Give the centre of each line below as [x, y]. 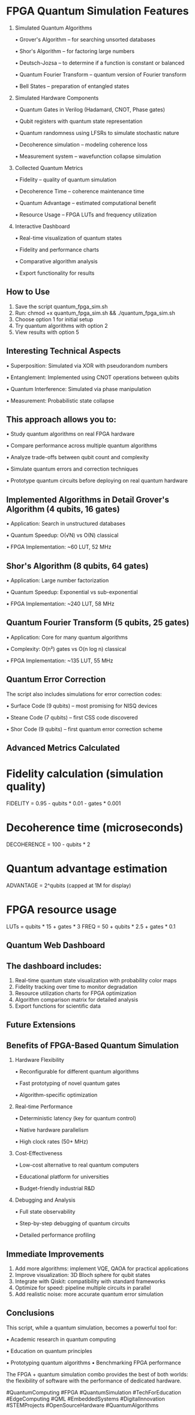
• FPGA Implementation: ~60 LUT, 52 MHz [59, 547]
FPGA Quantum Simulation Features [97, 11]
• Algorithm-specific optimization [56, 1095]
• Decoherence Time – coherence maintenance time [79, 191]
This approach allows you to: [61, 419]
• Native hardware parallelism [52, 1130]
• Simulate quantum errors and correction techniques [72, 469]
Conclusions [30, 1313]
